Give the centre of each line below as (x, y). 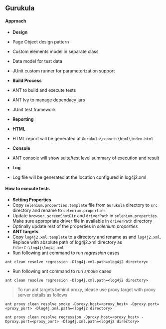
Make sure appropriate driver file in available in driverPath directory (82, 221)
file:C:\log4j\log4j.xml (38, 248)
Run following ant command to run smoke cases (62, 271)
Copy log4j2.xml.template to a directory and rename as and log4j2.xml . (87, 237)
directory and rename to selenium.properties (59, 210)
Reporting (23, 119)
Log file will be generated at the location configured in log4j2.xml (79, 177)
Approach (16, 21)
